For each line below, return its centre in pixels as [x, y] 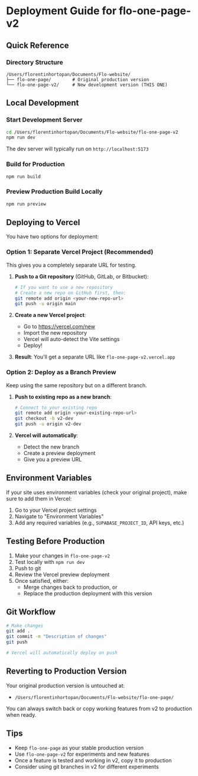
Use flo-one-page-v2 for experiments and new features [82, 754]
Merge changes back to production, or [70, 587]
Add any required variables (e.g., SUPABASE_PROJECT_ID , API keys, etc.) [99, 522]
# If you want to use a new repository [64, 287]
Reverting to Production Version [66, 671]
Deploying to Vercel [43, 222]
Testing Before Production [56, 541]
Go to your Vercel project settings [56, 510]
